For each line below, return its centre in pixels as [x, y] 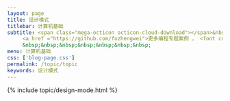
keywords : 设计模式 [33, 70]
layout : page [26, 13]
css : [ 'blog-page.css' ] [41, 58]
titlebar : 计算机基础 [35, 26]
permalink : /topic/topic [42, 64]
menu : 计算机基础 [29, 52]
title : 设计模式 [28, 20]
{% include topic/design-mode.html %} [62, 90]
